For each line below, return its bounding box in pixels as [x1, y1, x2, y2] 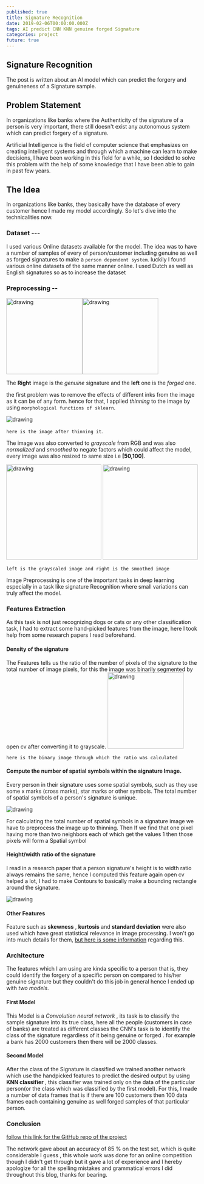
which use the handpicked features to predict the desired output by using [6, 1072, 190, 1079]
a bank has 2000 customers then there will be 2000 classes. [6, 1038, 158, 1045]
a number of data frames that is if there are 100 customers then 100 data [6, 1091, 188, 1099]
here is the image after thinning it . [6, 428, 103, 435]
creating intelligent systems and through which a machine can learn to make [6, 147, 197, 155]
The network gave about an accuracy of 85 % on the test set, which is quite [6, 1145, 196, 1152]
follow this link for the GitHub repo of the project [6, 1133, 127, 1141]
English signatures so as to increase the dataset [6, 269, 126, 276]
